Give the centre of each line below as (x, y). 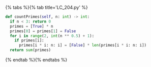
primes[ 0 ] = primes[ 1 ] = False (43, 31)
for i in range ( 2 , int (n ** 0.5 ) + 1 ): (52, 36)
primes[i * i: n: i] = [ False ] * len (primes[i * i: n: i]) (82, 46)
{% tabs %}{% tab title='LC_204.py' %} (47, 7)
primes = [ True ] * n (32, 26)
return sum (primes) (31, 50)
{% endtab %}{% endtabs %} (36, 60)
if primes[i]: (29, 40)
